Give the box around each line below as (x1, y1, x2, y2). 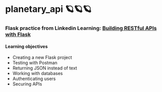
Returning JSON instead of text (12, 65, 77, 71)
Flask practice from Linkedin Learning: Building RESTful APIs (5, 25, 157, 32)
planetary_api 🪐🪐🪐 (5, 3, 92, 15)
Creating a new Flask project (12, 54, 72, 60)
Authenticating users (12, 75, 56, 82)
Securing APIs (12, 81, 42, 87)
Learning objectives (5, 43, 48, 49)
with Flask (5, 31, 31, 38)
